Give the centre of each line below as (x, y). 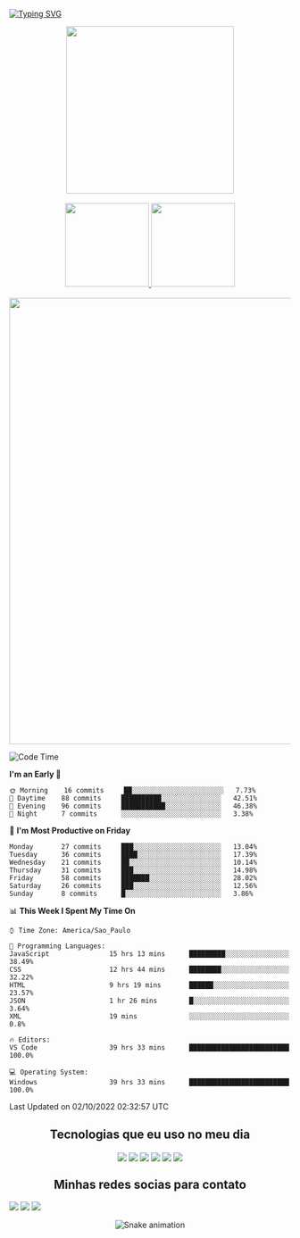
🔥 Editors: (30, 1040)
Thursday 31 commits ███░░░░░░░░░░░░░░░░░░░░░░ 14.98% (133, 870)
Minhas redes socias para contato (150, 1185)
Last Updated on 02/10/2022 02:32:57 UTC (89, 1106)
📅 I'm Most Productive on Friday (70, 831)
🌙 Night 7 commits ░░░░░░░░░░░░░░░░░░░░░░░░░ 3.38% (131, 814)
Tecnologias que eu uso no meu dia (150, 1135)
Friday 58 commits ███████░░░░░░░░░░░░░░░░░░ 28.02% (133, 878)
